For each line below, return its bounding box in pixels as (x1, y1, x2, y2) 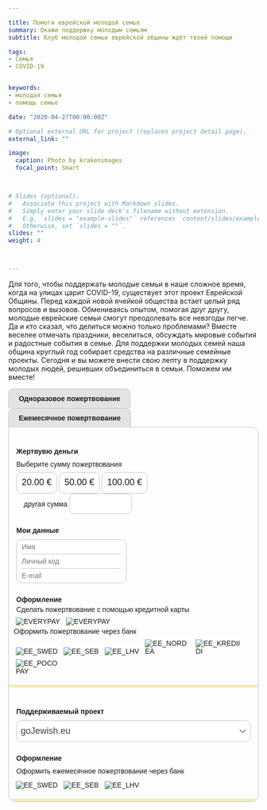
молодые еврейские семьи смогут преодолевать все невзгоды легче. (8, 313, 249, 322)
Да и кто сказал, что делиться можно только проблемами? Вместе (8, 321, 237, 331)
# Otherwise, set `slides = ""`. (8, 222, 126, 230)
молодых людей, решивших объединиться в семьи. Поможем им (8, 364, 232, 373)
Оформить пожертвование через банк (14, 627, 137, 636)
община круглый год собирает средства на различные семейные (8, 347, 232, 356)
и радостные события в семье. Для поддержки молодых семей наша (8, 339, 246, 348)
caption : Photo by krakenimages (15, 157, 123, 165)
